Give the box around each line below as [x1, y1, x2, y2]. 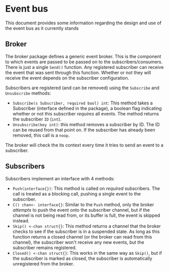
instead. [12, 217, 30, 223]
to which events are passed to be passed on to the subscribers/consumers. [5, 59, 163, 65]
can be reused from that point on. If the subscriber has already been [12, 127, 155, 133]
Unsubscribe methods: [5, 90, 52, 96]
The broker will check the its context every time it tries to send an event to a [5, 142, 163, 148]
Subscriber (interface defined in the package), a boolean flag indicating [12, 105, 162, 111]
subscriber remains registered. [12, 244, 77, 251]
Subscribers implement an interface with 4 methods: [5, 175, 115, 181]
